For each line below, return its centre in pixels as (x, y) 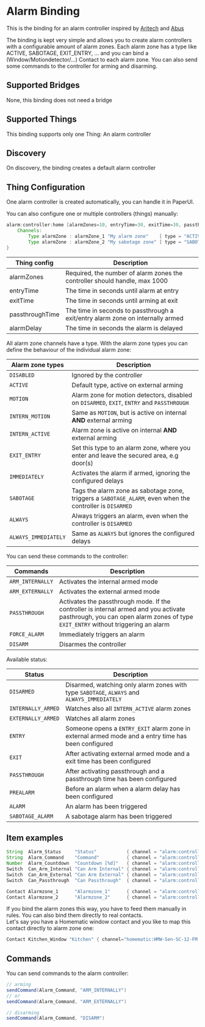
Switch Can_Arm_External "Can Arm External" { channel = (81, 875)
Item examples (35, 838)
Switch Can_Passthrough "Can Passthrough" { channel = (81, 880)
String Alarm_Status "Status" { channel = (81, 852)
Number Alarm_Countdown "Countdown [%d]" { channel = (81, 864)
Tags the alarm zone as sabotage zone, (128, 491)
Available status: (27, 659)
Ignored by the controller (107, 375)
